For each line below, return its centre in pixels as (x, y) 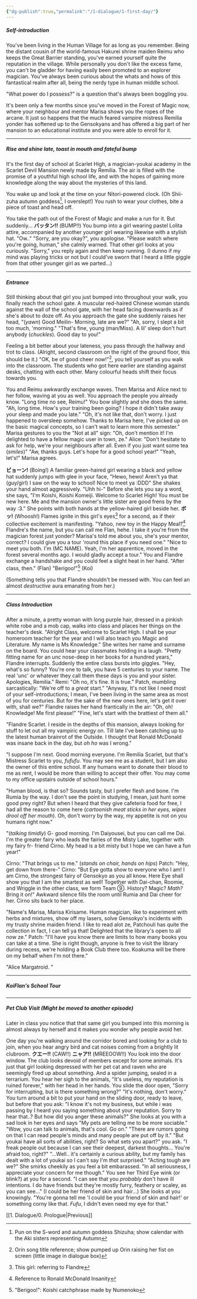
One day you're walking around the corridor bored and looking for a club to (97, 1040)
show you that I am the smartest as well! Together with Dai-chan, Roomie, (95, 882)
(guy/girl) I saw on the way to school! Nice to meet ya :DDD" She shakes (93, 483)
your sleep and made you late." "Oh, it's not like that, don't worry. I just (91, 414)
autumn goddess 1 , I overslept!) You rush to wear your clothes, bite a (101, 201)
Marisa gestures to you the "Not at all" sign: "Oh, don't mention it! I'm (90, 433)
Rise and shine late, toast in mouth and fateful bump (71, 149)
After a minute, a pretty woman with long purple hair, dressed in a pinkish (94, 619)
